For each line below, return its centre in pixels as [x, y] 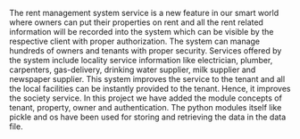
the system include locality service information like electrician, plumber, [141, 60]
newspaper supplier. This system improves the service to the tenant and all [147, 79]
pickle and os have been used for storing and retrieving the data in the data [148, 117]
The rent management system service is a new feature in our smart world [144, 13]
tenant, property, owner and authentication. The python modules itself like [146, 107]
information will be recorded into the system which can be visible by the [142, 32]
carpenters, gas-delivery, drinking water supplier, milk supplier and [133, 69]
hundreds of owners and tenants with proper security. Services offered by [146, 51]
